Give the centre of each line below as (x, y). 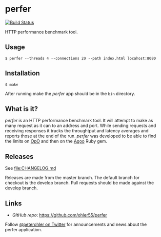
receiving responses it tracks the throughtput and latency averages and (77, 131)
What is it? (21, 109)
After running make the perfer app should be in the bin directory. (70, 93)
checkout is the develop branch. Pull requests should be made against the (80, 183)
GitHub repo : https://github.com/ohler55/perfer (60, 215)
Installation (22, 73)
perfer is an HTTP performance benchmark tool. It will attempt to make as (79, 121)
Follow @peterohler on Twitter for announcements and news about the (76, 224)
